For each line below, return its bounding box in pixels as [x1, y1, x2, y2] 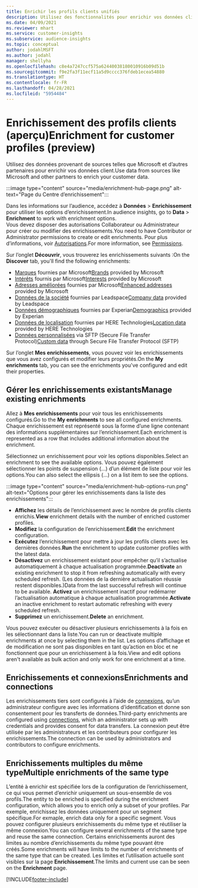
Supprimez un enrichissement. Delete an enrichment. [14, 613, 144, 620]
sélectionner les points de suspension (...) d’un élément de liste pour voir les [6, 465, 192, 472]
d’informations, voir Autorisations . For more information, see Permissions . [6, 240, 184, 247]
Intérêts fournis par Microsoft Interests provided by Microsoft [14, 275, 162, 282]
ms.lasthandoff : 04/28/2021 [6, 85, 75, 91]
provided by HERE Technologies [14, 325, 93, 332]
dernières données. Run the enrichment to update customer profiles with [14, 544, 190, 551]
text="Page [6, 191, 34, 198]
